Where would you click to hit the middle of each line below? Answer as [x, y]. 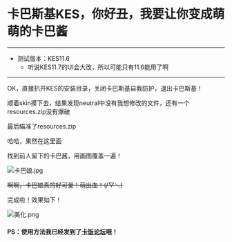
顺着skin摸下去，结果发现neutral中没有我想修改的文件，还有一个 [98, 103]
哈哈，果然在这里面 [35, 141]
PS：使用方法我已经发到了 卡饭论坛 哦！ [63, 232]
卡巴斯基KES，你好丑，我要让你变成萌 [116, 14]
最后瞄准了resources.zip [42, 126]
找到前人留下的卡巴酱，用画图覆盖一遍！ [65, 156]
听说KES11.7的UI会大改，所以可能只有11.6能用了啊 [98, 67]
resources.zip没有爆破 [39, 111]
